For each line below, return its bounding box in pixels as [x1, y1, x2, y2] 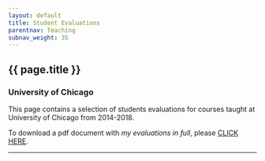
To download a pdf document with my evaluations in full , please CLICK [8, 128, 239, 137]
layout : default [8, 11, 62, 20]
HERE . [8, 136, 29, 146]
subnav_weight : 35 [8, 33, 69, 42]
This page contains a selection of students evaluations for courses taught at [8, 104, 256, 114]
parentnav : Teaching [8, 26, 77, 34]
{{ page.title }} [8, 62, 81, 76]
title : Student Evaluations [8, 19, 101, 27]
